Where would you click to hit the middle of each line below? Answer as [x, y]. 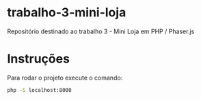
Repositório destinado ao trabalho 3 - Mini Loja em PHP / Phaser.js [101, 31]
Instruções [39, 59]
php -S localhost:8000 [39, 90]
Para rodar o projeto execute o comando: [65, 78]
